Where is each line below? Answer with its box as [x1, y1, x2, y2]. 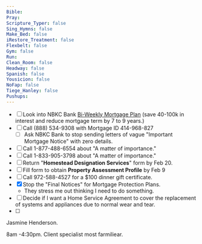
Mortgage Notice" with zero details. [24, 137, 113, 145]
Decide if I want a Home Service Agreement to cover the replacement [22, 194, 197, 202]
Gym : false [6, 48, 34, 54]
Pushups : [6, 93, 28, 99]
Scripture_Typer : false [6, 20, 67, 26]
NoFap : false [6, 82, 39, 88]
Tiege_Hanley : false [6, 88, 59, 94]
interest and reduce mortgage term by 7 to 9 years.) [15, 117, 145, 124]
